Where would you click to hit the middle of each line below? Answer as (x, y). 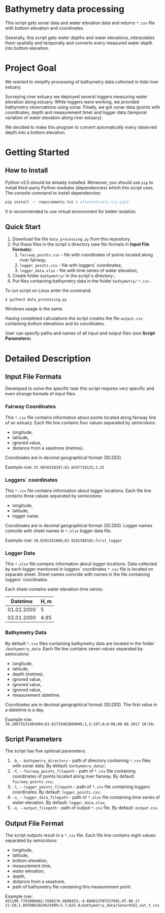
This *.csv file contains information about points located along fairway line (81, 417)
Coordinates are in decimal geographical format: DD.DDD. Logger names (79, 526)
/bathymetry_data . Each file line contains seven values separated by (74, 649)
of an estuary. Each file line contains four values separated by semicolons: (81, 422)
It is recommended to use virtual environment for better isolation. (71, 211)
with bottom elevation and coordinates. (45, 28)
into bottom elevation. (27, 48)
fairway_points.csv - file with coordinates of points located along (86, 254)
